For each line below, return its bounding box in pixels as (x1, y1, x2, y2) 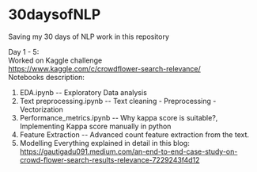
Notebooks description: (8, 72, 85, 82)
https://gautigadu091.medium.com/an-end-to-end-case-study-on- (19, 147, 238, 156)
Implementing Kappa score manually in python (19, 121, 172, 131)
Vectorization (19, 105, 63, 114)
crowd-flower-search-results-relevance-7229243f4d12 (19, 155, 200, 164)
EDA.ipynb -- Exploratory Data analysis (19, 87, 148, 97)
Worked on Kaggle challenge (8, 55, 103, 65)
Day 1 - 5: (8, 47, 40, 56)
